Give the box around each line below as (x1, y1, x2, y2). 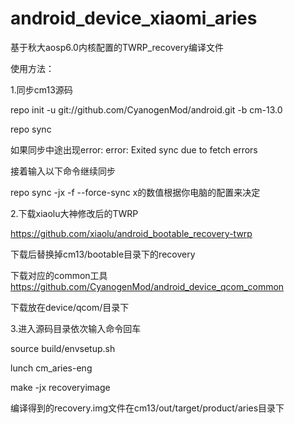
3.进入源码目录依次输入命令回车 (10, 322, 142, 334)
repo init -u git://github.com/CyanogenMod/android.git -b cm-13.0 (10, 103, 283, 116)
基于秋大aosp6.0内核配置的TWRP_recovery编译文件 (10, 41, 225, 53)
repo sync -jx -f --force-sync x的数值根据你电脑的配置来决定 (10, 186, 261, 198)
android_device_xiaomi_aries (10, 7, 258, 30)
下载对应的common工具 (10, 269, 108, 281)
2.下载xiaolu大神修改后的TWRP (10, 207, 139, 219)
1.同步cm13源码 (10, 83, 73, 96)
